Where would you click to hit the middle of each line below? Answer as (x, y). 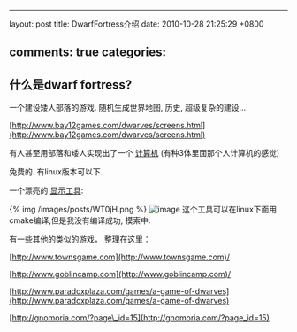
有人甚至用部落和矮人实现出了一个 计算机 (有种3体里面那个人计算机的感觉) (145, 153)
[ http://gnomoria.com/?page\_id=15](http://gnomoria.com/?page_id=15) (139, 318)
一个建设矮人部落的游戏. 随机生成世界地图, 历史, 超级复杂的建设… (128, 108)
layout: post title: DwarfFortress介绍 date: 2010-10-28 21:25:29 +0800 (137, 24)
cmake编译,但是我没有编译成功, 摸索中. (80, 220)
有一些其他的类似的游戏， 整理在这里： (80, 239)
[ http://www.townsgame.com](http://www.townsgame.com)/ (120, 257)
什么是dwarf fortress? (71, 85)
